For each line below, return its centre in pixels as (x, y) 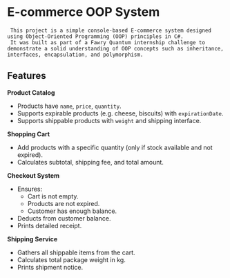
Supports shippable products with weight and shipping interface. (109, 120)
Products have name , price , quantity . (69, 106)
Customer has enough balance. (72, 211)
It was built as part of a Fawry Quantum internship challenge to (108, 42)
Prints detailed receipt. (49, 225)
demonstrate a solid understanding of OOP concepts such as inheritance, (116, 48)
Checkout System (33, 175)
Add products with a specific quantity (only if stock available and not (115, 147)
